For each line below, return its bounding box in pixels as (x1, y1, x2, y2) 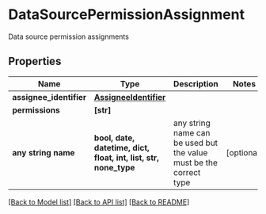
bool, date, (93, 132, 135, 143)
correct (173, 166, 201, 178)
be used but (173, 137, 218, 148)
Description (173, 78, 219, 89)
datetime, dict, (93, 142, 150, 153)
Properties (8, 55, 62, 68)
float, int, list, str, (93, 152, 160, 163)
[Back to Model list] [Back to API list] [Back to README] (8, 197, 190, 207)
